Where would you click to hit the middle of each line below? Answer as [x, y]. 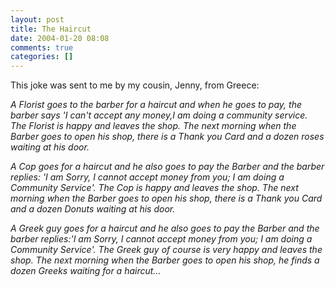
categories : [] [42, 57]
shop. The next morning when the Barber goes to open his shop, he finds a [165, 260]
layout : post [37, 19]
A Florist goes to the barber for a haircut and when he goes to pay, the [156, 105]
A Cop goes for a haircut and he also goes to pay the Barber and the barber [167, 167]
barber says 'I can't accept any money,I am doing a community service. [159, 115]
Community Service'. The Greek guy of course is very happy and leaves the [166, 250]
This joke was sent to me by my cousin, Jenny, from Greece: [135, 85]
